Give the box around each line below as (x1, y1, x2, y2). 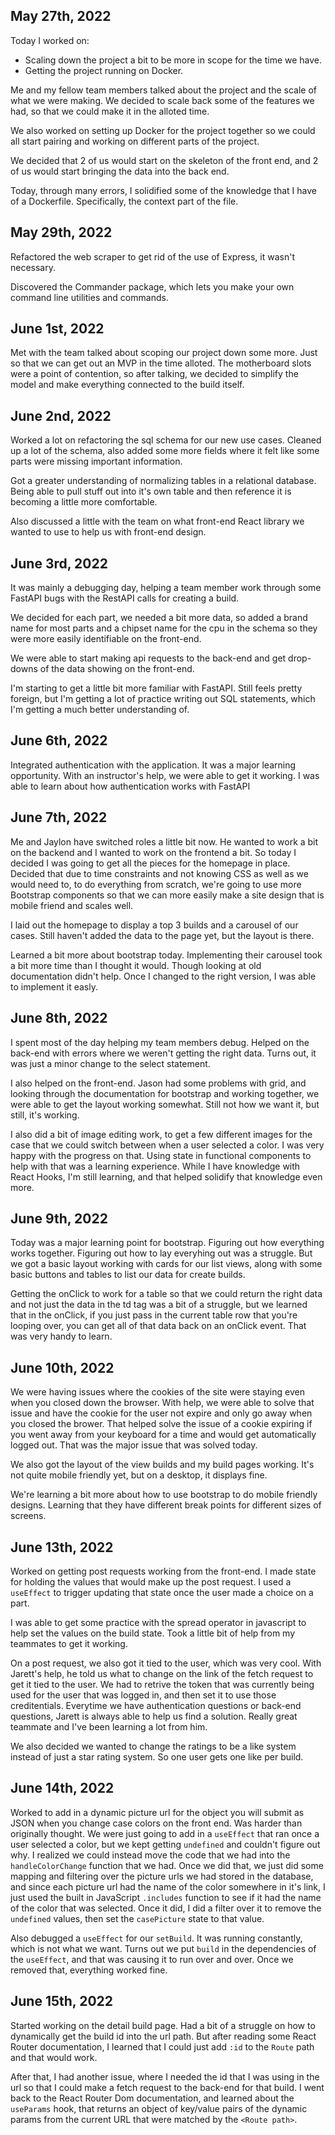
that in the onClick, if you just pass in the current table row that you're (10, 1309, 298, 1321)
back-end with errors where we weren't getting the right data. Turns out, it (10, 1047, 317, 1059)
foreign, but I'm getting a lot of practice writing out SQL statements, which (10, 693, 316, 705)
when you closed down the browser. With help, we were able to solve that (10, 1397, 315, 1409)
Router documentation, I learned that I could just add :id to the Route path (10, 2040, 315, 2053)
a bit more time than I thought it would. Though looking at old (10, 959, 262, 971)
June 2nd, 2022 (10, 407, 112, 424)
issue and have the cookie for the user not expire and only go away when (10, 1407, 313, 1419)
